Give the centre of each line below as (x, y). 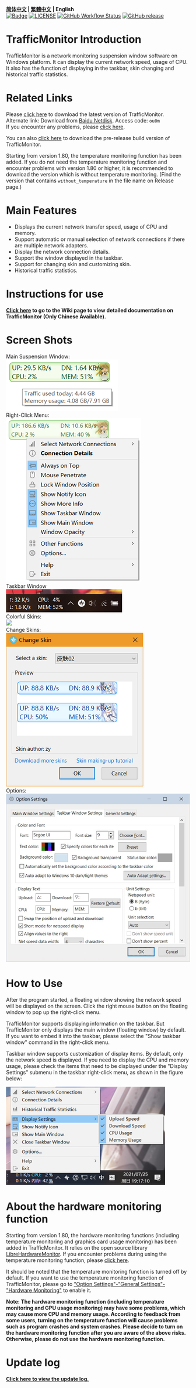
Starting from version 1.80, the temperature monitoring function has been (94, 155)
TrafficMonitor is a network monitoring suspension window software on (92, 56)
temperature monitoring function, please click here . (68, 1260)
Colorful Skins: (24, 616)
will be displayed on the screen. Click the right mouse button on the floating (97, 1006)
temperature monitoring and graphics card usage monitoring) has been (91, 1241)
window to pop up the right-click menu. (53, 1012)
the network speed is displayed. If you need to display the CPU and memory (97, 1060)
